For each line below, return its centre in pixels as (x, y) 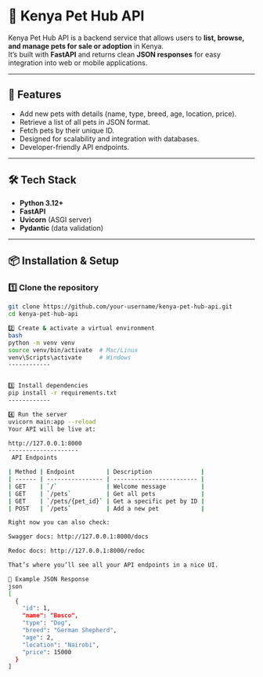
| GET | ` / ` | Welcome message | (106, 486)
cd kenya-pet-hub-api (43, 314)
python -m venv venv (42, 343)
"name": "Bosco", (50, 616)
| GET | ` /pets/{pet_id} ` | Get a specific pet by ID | (106, 501)
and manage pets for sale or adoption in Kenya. (86, 45)
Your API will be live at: (52, 429)
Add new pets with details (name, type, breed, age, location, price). (128, 114)
